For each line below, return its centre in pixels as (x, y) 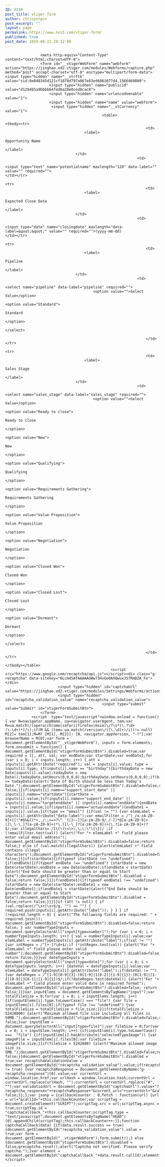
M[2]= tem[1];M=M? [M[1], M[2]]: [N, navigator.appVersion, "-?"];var (79, 734)
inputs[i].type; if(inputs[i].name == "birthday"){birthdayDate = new (79, 768)
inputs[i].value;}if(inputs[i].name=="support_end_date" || (68, 799)
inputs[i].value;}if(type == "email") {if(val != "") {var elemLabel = (80, 811)
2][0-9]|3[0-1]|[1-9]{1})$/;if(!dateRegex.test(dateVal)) (66, 979)
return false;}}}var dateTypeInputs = (45, 958)
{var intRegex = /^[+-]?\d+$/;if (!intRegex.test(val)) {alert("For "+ (80, 945)
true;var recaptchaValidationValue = (44, 1061)
